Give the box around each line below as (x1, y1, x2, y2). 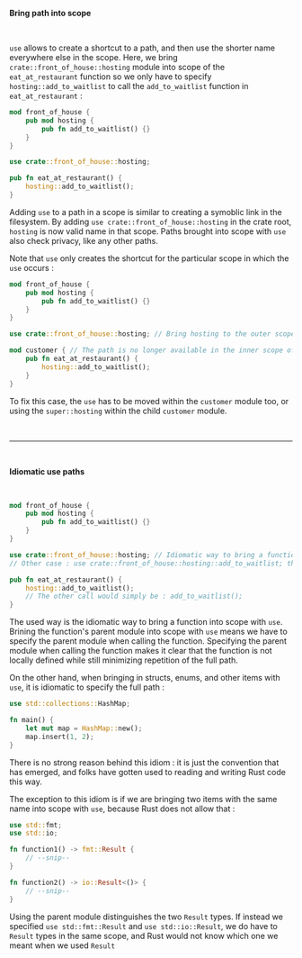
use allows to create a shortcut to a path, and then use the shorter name (9, 42, 276, 53)
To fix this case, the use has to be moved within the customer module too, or (9, 395, 289, 406)
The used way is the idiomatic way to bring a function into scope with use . (9, 617, 283, 628)
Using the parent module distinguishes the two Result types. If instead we (9, 911, 283, 922)
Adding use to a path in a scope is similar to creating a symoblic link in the (9, 206, 282, 217)
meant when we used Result (9, 940, 115, 951)
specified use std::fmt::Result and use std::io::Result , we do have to (9, 920, 279, 931)
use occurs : (9, 262, 54, 273)
